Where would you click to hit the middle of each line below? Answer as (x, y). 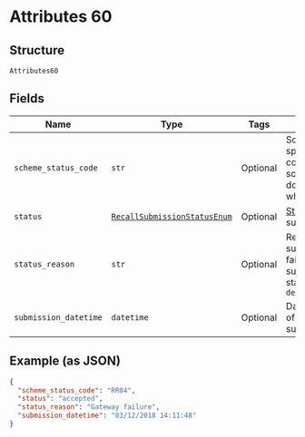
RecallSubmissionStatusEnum (172, 216)
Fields (27, 98)
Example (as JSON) (65, 361)
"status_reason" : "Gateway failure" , (89, 407)
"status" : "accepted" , (60, 399)
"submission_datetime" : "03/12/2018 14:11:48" (107, 416)
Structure (37, 50)
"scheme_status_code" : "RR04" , (77, 390)
